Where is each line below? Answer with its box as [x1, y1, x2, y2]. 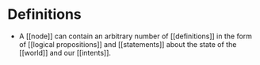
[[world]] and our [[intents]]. [18, 48, 112, 57]
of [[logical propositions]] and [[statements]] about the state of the [18, 39, 237, 49]
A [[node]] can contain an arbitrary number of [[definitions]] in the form [18, 31, 253, 41]
